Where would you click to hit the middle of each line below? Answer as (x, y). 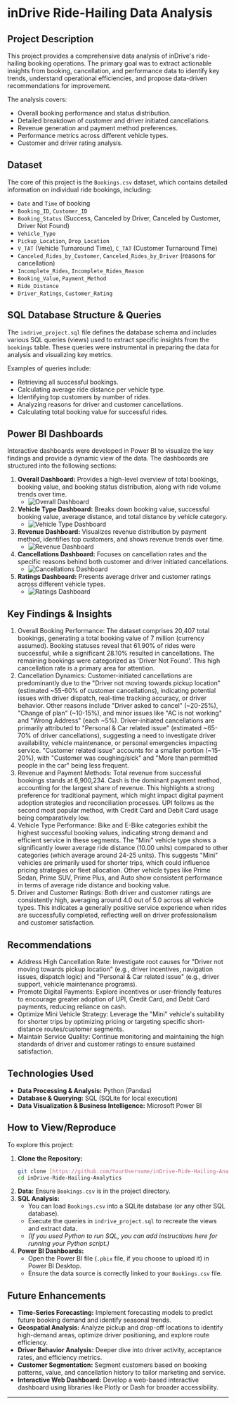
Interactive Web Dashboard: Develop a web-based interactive (108, 1380)
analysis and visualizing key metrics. (60, 354)
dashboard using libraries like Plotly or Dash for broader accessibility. (118, 1387)
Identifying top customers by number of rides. (84, 396)
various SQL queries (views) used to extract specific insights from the (108, 339)
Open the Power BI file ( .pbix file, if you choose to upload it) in (118, 1259)
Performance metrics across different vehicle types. (93, 136)
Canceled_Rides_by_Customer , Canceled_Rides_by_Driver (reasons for (116, 256)
